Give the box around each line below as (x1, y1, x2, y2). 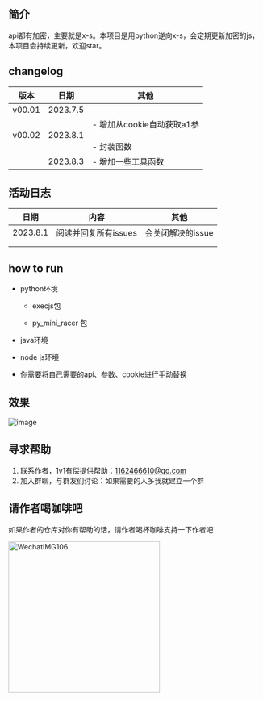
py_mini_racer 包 (31, 318, 88, 328)
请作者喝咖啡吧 (8, 502, 83, 515)
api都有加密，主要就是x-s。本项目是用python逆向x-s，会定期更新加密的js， (8, 31, 260, 40)
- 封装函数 (91, 140, 132, 152)
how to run (8, 261, 64, 275)
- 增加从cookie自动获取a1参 (91, 119, 199, 130)
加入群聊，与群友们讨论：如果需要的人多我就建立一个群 (19, 475, 204, 486)
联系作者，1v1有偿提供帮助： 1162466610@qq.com (19, 465, 187, 475)
